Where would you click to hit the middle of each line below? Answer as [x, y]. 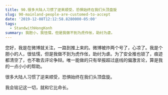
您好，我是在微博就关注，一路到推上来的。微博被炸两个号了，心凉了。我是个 [84, 47]
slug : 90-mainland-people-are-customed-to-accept [58, 14]
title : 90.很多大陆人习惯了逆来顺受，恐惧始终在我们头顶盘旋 [61, 10]
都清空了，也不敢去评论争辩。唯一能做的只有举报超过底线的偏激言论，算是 [82, 60]
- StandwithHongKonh [31, 28]
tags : [11, 24]
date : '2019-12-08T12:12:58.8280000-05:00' [51, 19]
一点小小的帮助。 [27, 66]
